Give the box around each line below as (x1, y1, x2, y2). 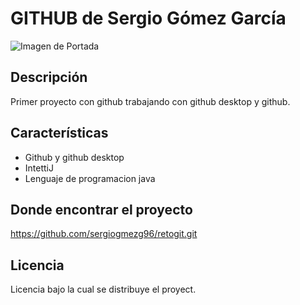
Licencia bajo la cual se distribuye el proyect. (10, 283, 197, 296)
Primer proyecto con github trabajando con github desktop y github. (10, 95, 291, 107)
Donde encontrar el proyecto (10, 201, 193, 218)
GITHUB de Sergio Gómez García (10, 7, 287, 30)
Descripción (10, 69, 88, 86)
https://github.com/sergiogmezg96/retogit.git (10, 228, 198, 240)
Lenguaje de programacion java (24, 172, 156, 184)
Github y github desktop (24, 151, 125, 163)
